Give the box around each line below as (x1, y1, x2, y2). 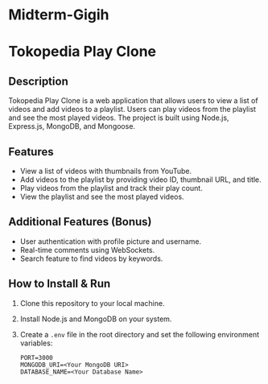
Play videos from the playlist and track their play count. (19, 184, 203, 192)
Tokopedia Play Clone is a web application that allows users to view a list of (8, 96, 259, 105)
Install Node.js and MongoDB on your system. (19, 314, 172, 324)
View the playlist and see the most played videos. (19, 192, 184, 201)
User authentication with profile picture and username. (19, 236, 202, 246)
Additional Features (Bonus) (8, 215, 152, 229)
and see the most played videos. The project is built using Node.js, (8, 113, 229, 122)
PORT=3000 (19, 353, 54, 361)
